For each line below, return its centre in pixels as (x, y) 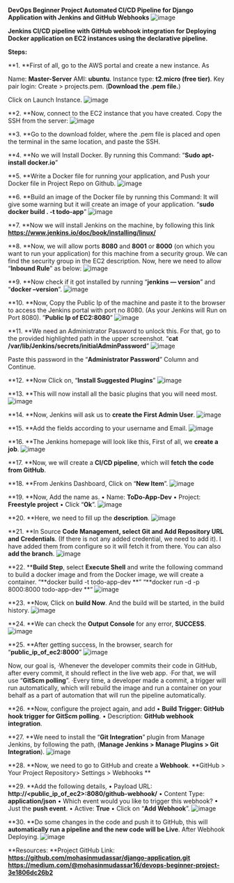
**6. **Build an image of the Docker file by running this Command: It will (113, 197)
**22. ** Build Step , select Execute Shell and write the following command (116, 567)
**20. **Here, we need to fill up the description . (79, 518)
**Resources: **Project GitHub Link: (62, 850)
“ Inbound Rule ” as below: (45, 268)
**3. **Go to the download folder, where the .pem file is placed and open (114, 134)
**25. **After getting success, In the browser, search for (91, 645)
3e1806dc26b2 (31, 873)
